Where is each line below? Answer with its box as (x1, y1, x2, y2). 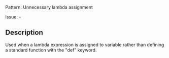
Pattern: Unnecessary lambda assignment (5, 4, 93, 10)
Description (5, 28, 43, 37)
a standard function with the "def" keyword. (5, 47, 97, 53)
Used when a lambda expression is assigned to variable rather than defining (5, 41, 164, 47)
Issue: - (5, 14, 21, 19)
